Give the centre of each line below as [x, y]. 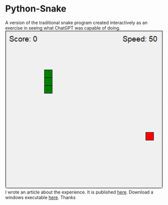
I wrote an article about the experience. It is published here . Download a [79, 192]
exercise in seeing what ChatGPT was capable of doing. [63, 28]
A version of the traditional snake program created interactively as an [76, 23]
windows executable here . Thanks [40, 197]
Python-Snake [36, 9]
